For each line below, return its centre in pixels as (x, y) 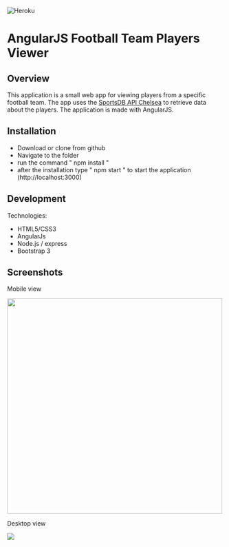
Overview (29, 78)
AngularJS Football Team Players (104, 39)
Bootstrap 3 (34, 251)
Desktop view (26, 524)
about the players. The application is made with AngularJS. (90, 110)
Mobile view (24, 289)
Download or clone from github (61, 147)
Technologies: (27, 215)
